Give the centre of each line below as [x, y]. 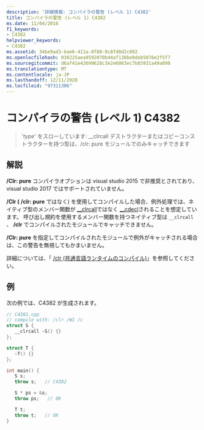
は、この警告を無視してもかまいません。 [57, 245]
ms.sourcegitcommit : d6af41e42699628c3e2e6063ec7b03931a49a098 [89, 63]
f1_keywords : [23, 29]
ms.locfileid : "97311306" [39, 86]
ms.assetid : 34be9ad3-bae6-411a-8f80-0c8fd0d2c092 [72, 52]
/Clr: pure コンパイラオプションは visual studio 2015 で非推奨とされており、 [102, 180]
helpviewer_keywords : [34, 40]
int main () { [23, 371]
